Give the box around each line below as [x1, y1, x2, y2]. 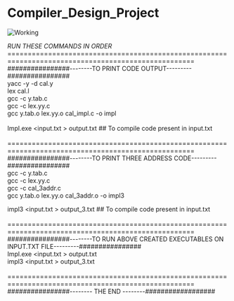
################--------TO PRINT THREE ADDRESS [7, 153, 173, 162]
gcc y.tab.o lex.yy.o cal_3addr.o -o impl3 [7, 191, 125, 200]
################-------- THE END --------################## [7, 287, 216, 295]
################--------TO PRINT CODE [7, 64, 140, 72]
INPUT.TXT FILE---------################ [7, 242, 142, 250]
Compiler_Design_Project [7, 5, 160, 21]
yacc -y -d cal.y [7, 79, 54, 87]
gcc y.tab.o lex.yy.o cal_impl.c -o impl [7, 109, 117, 117]
